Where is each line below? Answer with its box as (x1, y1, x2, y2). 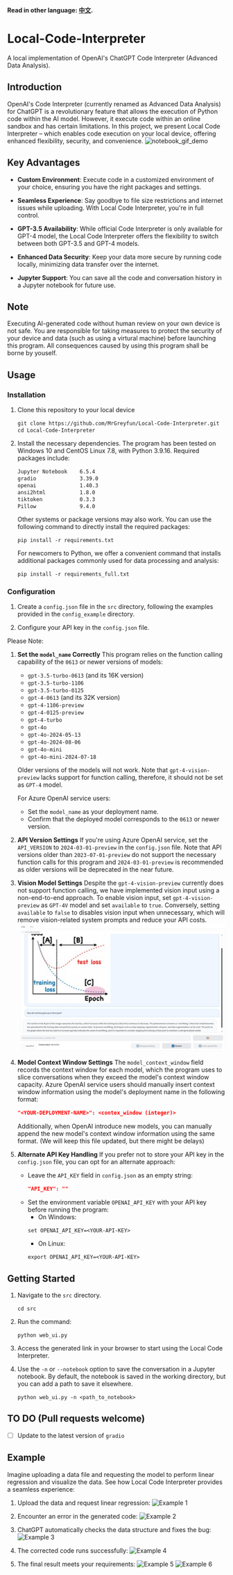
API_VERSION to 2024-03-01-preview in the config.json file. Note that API (17, 843, 222, 851)
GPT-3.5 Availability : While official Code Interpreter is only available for (17, 225, 223, 233)
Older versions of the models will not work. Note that (17, 766, 169, 774)
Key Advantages (7, 157, 80, 169)
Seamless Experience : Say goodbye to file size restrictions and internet (17, 196, 223, 204)
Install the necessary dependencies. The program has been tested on (17, 439, 216, 448)
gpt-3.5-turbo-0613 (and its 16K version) (27, 671, 144, 680)
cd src (17, 1305, 37, 1312)
